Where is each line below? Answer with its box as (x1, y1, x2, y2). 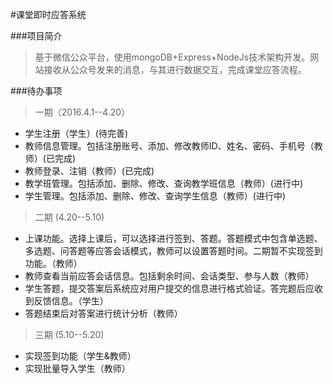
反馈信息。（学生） (33, 295, 109, 307)
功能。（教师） (24, 258, 83, 269)
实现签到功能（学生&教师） (24, 350, 137, 362)
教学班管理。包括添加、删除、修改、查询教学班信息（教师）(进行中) (24, 178, 304, 189)
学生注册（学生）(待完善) (24, 128, 129, 139)
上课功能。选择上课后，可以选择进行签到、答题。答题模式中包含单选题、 (24, 233, 323, 244)
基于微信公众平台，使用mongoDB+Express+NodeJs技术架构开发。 (34, 51, 311, 63)
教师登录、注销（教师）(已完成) (24, 165, 155, 177)
